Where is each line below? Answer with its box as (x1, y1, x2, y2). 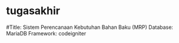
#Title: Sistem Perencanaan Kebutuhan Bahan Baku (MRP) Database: (6, 24, 174, 31)
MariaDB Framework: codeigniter (6, 29, 87, 37)
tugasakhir (6, 4, 61, 18)
